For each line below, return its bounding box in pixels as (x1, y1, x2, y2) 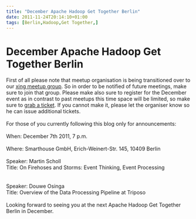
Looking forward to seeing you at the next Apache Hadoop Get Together (6, 201, 181, 208)
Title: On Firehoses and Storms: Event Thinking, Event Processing (6, 164, 165, 171)
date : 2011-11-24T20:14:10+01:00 (6, 14, 88, 20)
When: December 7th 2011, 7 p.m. (6, 133, 88, 140)
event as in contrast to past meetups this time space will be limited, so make (6, 95, 191, 103)
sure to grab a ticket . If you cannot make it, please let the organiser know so (6, 102, 190, 109)
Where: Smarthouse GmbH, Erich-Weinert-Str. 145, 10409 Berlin (6, 145, 161, 153)
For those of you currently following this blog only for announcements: (6, 120, 177, 127)
